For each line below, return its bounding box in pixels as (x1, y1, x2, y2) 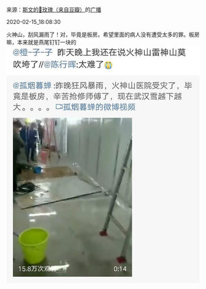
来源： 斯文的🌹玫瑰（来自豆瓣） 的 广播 (6, 6, 102, 13)
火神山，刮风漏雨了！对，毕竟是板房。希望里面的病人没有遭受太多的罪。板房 (6, 31, 200, 38)
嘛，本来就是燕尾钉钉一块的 (6, 39, 77, 45)
